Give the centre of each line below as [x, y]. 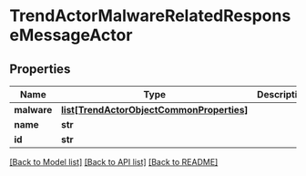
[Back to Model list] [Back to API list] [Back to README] [114, 162]
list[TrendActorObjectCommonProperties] [154, 110]
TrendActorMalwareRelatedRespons [150, 16]
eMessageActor [71, 35]
